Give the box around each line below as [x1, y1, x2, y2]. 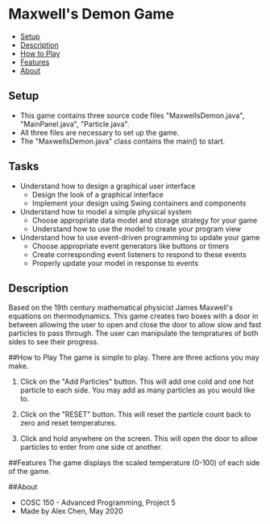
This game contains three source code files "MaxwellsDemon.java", [19, 110, 245, 120]
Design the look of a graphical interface [31, 189, 164, 199]
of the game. [8, 467, 51, 476]
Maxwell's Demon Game [8, 5, 175, 23]
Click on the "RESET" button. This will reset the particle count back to [19, 410, 251, 419]
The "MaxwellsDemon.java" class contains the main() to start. [19, 136, 226, 146]
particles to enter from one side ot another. [19, 443, 163, 452]
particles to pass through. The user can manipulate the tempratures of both [8, 328, 259, 339]
